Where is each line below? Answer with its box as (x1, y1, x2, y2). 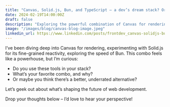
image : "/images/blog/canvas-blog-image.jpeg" (5, 26, 105, 31)
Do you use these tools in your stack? (12, 65, 91, 72)
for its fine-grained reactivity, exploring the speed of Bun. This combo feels (5, 50, 162, 56)
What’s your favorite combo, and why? (12, 71, 93, 77)
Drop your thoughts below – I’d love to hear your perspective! (5, 96, 133, 102)
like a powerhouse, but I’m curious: (5, 56, 78, 61)
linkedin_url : (5, 31, 35, 36)
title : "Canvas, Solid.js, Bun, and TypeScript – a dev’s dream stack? (5, 7, 159, 13)
